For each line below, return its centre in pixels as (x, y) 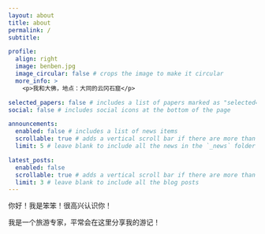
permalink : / (30, 30)
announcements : (33, 124)
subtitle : (24, 37)
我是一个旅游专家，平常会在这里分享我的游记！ (84, 222)
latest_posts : (32, 160)
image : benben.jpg (46, 67)
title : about (30, 23)
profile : (22, 52)
